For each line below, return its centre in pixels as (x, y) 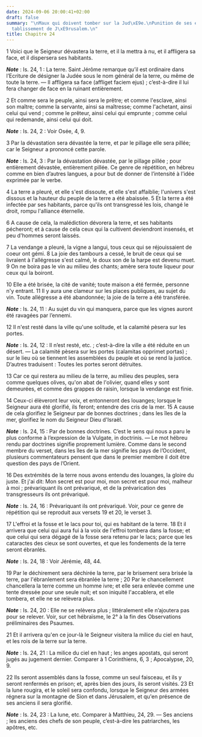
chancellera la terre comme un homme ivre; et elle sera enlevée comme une (100, 586)
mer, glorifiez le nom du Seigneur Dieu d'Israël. (64, 420)
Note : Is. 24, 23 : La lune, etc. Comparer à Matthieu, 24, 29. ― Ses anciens (100, 715)
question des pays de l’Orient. (43, 463)
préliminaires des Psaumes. (40, 623)
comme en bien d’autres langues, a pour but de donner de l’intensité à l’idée (100, 174)
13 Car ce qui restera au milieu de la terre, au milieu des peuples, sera (93, 376)
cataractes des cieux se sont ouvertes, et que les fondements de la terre (96, 544)
